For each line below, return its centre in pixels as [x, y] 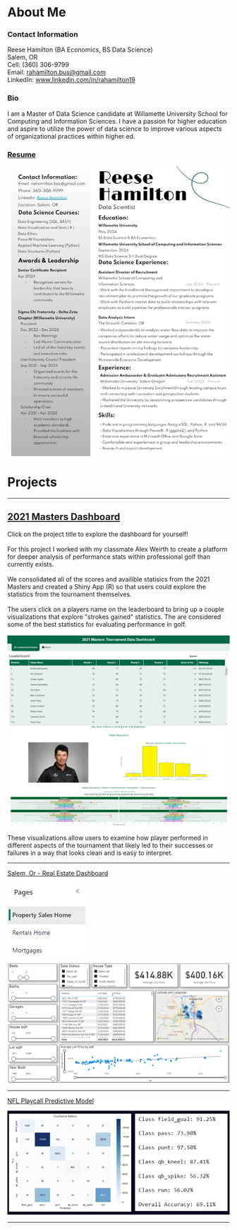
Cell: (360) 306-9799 [38, 65]
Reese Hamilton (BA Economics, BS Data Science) [80, 50]
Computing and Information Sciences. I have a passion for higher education [117, 121]
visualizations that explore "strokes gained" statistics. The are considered [114, 617]
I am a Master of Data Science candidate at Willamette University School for [117, 113]
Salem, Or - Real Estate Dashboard [58, 874]
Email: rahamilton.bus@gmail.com [56, 72]
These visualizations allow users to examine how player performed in [108, 838]
